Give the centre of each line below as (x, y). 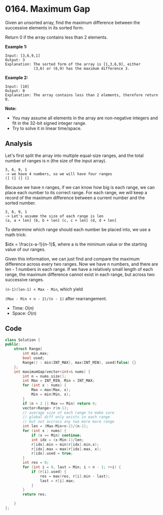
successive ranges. (25, 279)
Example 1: (16, 46)
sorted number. (20, 203)
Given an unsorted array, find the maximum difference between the (72, 22)
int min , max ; (36, 354)
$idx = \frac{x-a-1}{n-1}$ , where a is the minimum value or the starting (76, 244)
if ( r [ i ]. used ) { (49, 471)
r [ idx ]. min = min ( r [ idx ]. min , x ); (65, 444)
